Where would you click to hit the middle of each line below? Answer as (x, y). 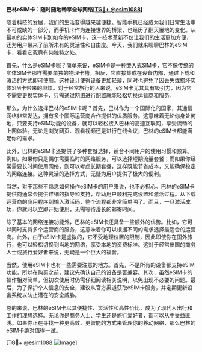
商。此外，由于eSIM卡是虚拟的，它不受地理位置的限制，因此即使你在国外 (97, 237)
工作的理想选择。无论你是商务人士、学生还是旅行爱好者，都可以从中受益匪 (98, 315)
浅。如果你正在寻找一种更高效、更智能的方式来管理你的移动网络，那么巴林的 (101, 323)
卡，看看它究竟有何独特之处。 (43, 52)
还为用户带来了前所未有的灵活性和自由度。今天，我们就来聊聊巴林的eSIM (97, 45)
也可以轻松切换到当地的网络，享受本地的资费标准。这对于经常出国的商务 (106, 244)
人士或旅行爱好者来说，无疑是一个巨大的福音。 (64, 252)
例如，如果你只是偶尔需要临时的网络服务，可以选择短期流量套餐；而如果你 (98, 159)
